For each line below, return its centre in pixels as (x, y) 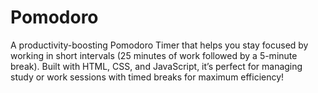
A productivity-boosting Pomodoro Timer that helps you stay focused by (159, 45)
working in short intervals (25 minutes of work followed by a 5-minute (154, 55)
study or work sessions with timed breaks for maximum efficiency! (147, 77)
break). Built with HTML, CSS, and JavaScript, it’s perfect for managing (156, 66)
